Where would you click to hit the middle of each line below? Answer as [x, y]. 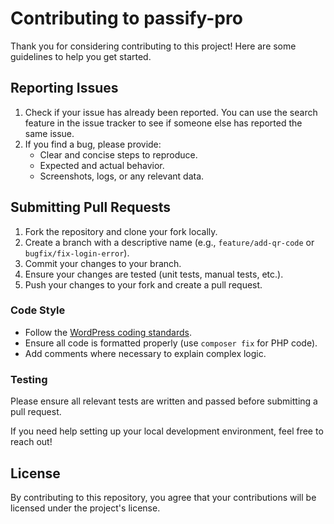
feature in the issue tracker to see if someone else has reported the [163, 123]
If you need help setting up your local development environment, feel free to [167, 431]
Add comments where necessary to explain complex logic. [145, 353]
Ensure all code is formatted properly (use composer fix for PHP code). [171, 343]
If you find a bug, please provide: [93, 144]
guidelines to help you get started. [81, 56]
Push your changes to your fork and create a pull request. [143, 284]
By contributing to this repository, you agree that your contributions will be [163, 497]
